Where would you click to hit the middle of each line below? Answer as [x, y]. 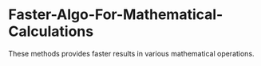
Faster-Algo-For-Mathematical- [116, 15]
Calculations [51, 31]
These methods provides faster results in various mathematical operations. [131, 53]
